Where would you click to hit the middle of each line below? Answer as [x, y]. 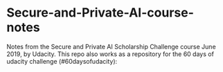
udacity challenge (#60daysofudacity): [62, 61]
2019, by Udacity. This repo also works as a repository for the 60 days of [110, 54]
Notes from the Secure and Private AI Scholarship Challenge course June [111, 46]
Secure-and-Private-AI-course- [100, 13]
